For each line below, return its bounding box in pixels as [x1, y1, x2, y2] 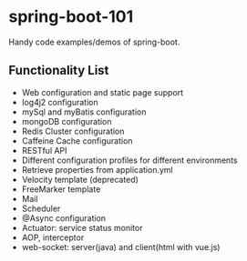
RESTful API [21, 145, 67, 156]
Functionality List [8, 63, 109, 78]
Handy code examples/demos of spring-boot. [8, 36, 180, 47]
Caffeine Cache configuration [21, 135, 133, 146]
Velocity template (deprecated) [21, 174, 139, 185]
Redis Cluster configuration [21, 125, 125, 136]
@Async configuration [21, 212, 107, 224]
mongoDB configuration [21, 115, 112, 126]
